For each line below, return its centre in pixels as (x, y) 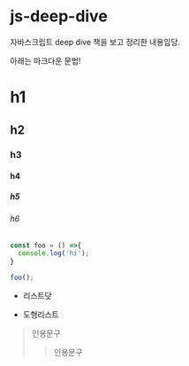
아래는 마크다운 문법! (45, 60)
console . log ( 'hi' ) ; (54, 253)
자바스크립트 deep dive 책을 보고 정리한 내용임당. (95, 42)
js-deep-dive (59, 16)
